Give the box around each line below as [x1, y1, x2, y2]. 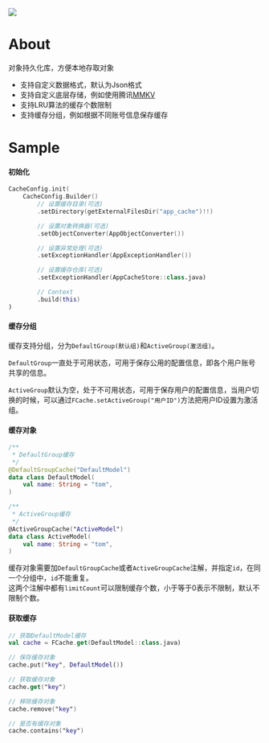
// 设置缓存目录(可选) [37, 200, 104, 208]
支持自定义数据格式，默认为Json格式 [19, 80, 142, 89]
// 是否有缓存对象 [8, 720, 62, 728]
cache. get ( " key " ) [8, 683, 67, 691]
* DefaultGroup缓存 [11, 450, 75, 458]
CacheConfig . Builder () [22, 193, 99, 201]
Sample [8, 139, 60, 157]
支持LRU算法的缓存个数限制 [19, 100, 112, 109]
